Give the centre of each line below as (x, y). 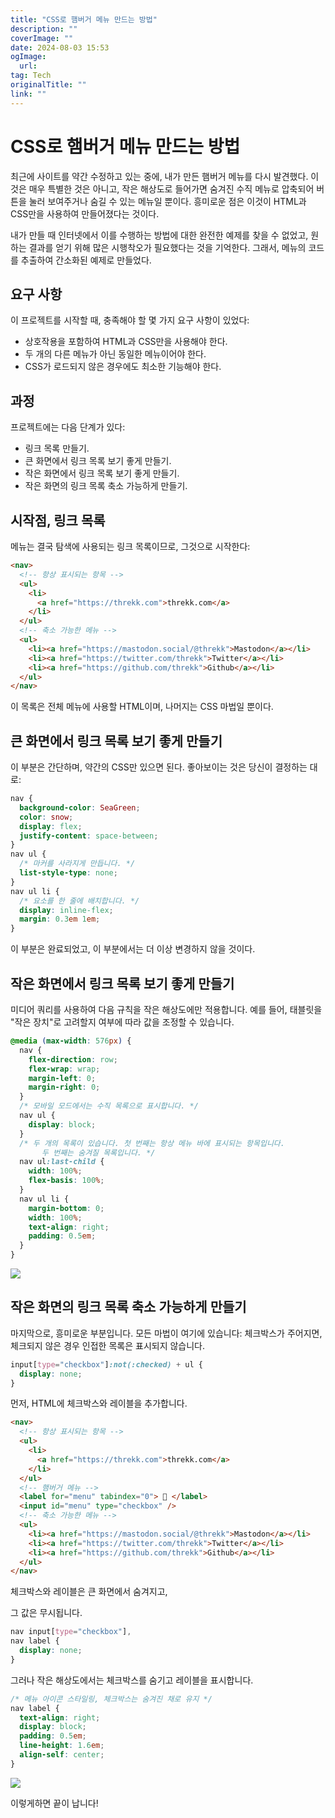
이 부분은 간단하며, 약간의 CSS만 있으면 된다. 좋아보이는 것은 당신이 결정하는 (159, 767)
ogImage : (28, 57)
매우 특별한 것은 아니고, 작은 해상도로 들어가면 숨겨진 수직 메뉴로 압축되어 (171, 188)
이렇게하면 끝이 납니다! (54, 1803)
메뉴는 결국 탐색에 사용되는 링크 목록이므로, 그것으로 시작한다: (130, 546)
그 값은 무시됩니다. (46, 1613)
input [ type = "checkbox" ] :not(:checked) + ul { (106, 1364)
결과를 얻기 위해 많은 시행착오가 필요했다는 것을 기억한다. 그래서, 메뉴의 (167, 247)
